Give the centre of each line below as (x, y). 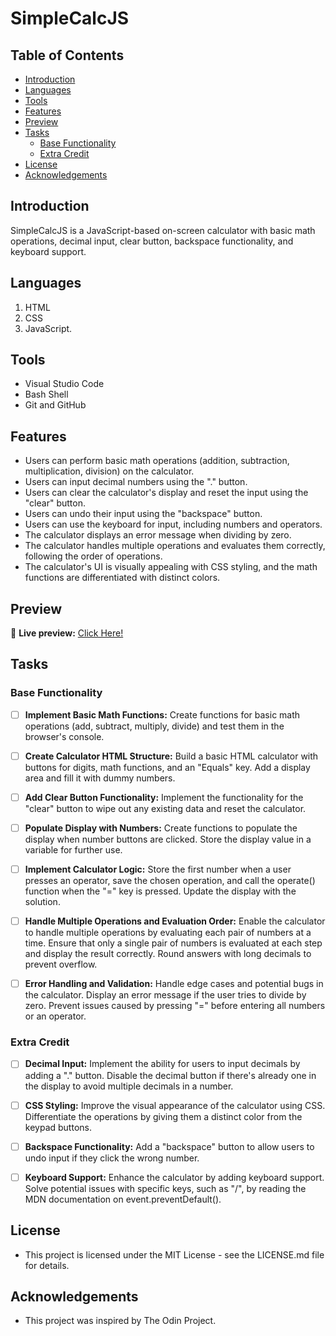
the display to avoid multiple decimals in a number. (129, 1086)
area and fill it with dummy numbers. (100, 778)
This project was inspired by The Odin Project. (120, 1321)
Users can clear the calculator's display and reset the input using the (166, 493)
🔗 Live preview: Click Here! (67, 633)
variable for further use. (73, 850)
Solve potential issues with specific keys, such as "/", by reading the (165, 1188)
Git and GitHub (55, 405)
